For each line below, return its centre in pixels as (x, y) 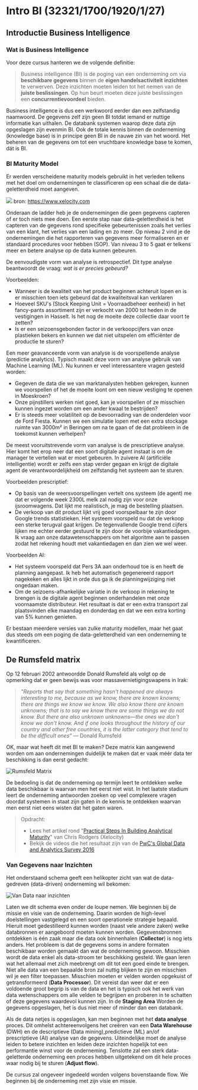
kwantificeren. (24, 641)
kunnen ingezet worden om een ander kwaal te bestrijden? (86, 409)
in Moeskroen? (33, 396)
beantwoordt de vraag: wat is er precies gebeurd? (67, 268)
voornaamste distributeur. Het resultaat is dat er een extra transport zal (101, 605)
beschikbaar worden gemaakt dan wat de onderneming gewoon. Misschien (98, 951)
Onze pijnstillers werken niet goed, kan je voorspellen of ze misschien (100, 402)
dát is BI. (17, 148)
